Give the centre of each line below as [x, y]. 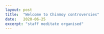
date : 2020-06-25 [25, 19]
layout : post [19, 10]
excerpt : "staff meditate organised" [44, 24]
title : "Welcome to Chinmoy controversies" [52, 14]
